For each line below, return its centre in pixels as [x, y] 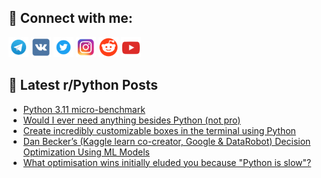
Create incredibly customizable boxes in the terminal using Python [159, 130]
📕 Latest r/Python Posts [83, 85]
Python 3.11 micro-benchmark [84, 109]
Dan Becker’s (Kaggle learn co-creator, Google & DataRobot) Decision [166, 141]
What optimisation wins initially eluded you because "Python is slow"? [167, 162]
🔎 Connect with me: [70, 18]
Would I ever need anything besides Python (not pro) [131, 120]
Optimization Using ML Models [86, 152]
